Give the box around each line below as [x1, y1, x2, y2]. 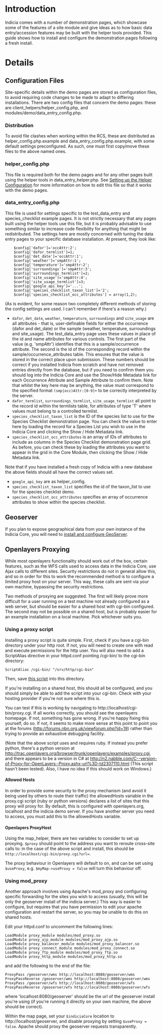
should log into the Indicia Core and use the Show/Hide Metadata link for [12, 372, 157, 378]
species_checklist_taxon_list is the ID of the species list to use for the [12, 413, 155, 419]
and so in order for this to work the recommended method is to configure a [5, 574, 154, 580]
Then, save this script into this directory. [5, 676, 86, 682]
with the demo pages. [5, 187, 48, 193]
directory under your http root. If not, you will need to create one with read [5, 642, 153, 648]
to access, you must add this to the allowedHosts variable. [5, 813, 121, 819]
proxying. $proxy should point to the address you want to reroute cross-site [5, 841, 155, 847]
